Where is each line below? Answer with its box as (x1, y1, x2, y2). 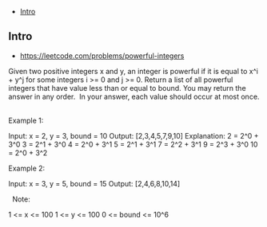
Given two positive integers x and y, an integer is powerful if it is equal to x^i (8, 66, 258, 76)
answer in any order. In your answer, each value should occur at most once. (8, 92, 260, 101)
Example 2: (8, 163, 46, 173)
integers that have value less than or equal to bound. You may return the (8, 83, 246, 92)
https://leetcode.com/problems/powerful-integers (19, 51, 185, 61)
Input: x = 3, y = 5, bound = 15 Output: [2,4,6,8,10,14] (8, 178, 181, 188)
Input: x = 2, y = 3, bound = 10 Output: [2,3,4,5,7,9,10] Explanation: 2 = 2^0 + (8, 131, 259, 140)
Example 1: (8, 115, 44, 125)
